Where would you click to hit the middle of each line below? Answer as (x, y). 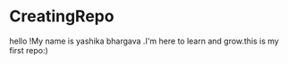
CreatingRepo (62, 16)
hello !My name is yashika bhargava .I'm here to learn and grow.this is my (144, 41)
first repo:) (29, 50)
